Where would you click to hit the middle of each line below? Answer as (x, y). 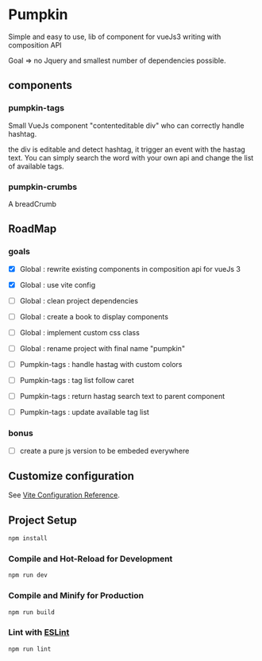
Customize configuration (71, 475)
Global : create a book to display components (94, 316)
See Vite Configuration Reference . (64, 495)
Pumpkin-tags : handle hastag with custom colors (101, 364)
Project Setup (43, 520)
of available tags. (37, 166)
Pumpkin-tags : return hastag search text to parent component (122, 396)
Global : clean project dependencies (79, 300)
